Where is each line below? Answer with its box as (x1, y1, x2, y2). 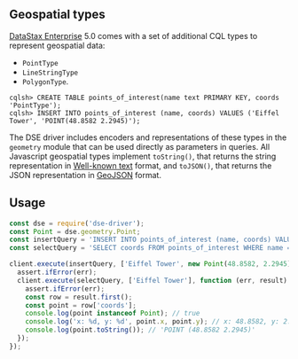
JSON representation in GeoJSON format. (9, 169, 162, 180)
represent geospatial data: (9, 40, 106, 51)
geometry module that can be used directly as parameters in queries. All (9, 141, 271, 152)
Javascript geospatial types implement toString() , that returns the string (9, 151, 277, 161)
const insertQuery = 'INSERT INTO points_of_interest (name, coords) (9, 235, 272, 245)
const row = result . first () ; (25, 293, 133, 301)
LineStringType (21, 68, 79, 77)
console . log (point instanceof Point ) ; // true (25, 309, 200, 318)
